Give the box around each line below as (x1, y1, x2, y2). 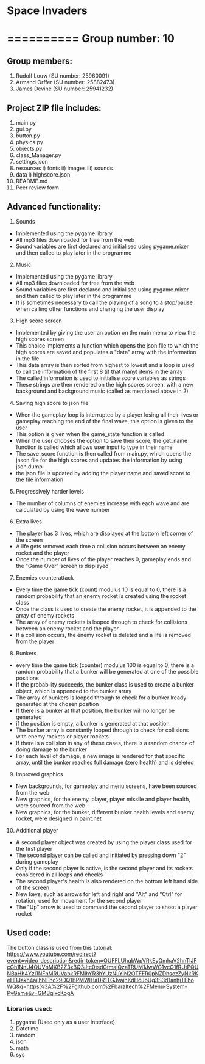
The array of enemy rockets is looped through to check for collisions (15, 618, 188, 625)
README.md (15, 178, 48, 184)
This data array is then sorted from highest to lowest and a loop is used (15, 361, 195, 368)
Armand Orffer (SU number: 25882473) (15, 79, 115, 86)
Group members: (7, 56, 72, 66)
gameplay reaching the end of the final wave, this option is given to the (15, 417, 194, 425)
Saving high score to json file (15, 399, 89, 406)
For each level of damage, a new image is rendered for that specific (15, 752, 186, 759)
